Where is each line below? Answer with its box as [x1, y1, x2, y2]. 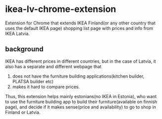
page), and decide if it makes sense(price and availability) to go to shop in [5, 104, 156, 110]
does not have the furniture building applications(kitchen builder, [12, 73, 145, 79]
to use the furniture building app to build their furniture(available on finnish [5, 99, 158, 105]
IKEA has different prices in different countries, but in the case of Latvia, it [5, 58, 156, 64]
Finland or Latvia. [5, 109, 41, 115]
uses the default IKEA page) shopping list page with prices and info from [5, 25, 154, 31]
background [5, 45, 44, 53]
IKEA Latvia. [5, 30, 30, 36]
